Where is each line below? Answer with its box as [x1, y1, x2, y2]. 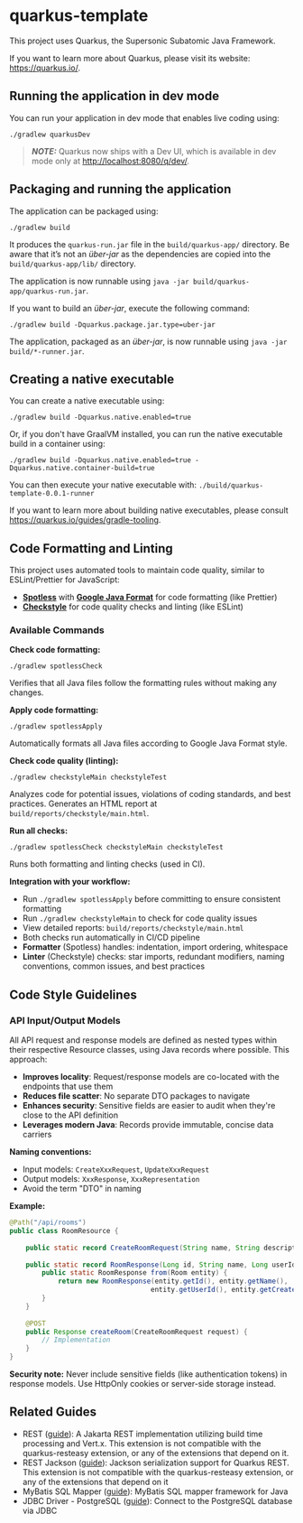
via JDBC [22, 1505, 58, 1516]
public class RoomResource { [9, 1227, 119, 1236]
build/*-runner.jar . [9, 345, 85, 357]
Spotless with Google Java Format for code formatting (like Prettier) [22, 592, 278, 603]
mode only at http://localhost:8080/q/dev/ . [31, 155, 190, 166]
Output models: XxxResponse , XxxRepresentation [22, 1174, 200, 1184]
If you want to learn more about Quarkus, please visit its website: [9, 52, 251, 63]
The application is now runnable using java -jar [9, 275, 189, 286]
